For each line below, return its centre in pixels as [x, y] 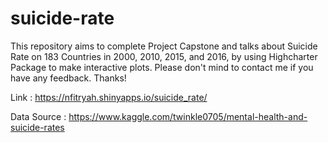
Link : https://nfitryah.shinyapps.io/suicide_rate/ [109, 97]
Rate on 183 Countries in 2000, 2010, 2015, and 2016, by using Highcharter [164, 56]
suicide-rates [37, 127]
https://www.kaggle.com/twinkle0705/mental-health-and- [188, 116]
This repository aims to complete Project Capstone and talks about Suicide [164, 46]
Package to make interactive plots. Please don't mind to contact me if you [162, 67]
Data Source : [38, 116]
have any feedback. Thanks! [68, 78]
